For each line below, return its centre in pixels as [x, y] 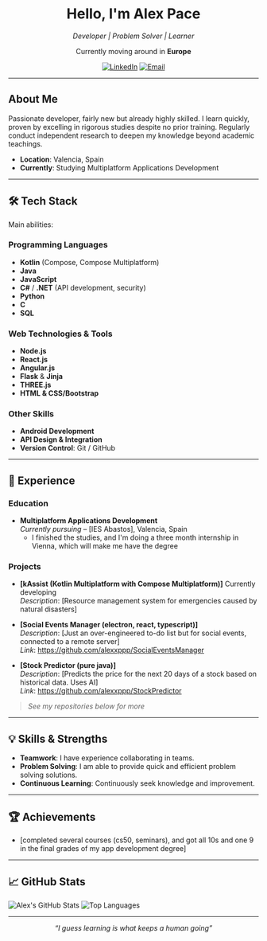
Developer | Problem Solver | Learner [133, 36]
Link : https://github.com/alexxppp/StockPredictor [101, 691]
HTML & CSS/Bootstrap [59, 393]
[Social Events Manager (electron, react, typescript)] [109, 625]
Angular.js [37, 368]
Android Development [57, 431]
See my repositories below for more [86, 706]
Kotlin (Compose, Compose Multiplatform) [89, 262]
